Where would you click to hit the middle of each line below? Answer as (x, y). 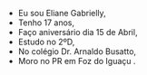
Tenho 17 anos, (46, 23)
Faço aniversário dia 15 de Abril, (78, 32)
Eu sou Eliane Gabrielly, (62, 13)
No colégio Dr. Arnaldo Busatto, (77, 52)
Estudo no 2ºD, (46, 42)
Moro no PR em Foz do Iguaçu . (77, 61)
